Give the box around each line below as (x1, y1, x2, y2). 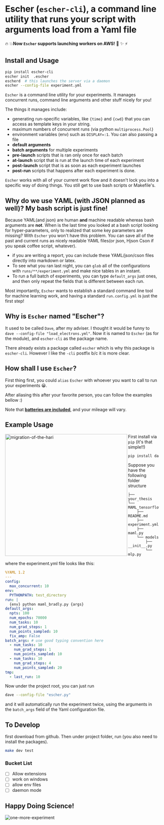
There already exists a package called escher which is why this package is (5, 345, 155, 351)
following (128, 472, 146, 478)
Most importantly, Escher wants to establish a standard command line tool (5, 288, 153, 294)
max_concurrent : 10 (9, 584, 49, 589)
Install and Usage (5, 57, 59, 65)
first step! (5, 298, 24, 304)
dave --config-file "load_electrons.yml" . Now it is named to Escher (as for (5, 330, 159, 336)
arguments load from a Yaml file (5, 24, 137, 35)
